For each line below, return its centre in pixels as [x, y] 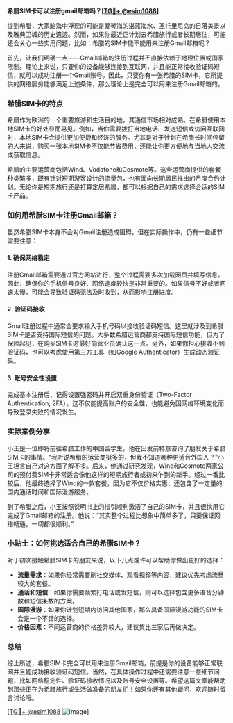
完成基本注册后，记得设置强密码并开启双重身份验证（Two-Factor [100, 395]
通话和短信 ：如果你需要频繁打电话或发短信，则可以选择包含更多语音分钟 [120, 592]
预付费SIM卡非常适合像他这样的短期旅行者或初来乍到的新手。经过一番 [119, 474]
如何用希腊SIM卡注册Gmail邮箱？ [63, 216]
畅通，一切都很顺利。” [43, 523]
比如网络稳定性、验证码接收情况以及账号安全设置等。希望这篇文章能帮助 [122, 681]
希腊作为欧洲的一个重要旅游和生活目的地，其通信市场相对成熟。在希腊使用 [113, 120]
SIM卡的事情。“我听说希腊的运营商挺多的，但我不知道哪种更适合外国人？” [113, 457]
